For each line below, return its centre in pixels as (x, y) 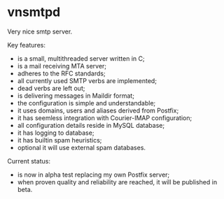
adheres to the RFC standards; (62, 73)
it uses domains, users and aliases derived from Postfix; (98, 110)
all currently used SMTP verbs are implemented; (87, 80)
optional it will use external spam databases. (81, 147)
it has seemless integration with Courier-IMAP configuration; (105, 118)
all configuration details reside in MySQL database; (91, 125)
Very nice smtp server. (40, 31)
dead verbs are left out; (51, 88)
